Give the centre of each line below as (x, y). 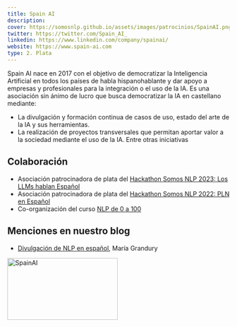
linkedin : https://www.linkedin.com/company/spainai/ (88, 40)
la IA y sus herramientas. (54, 124)
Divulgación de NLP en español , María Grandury (87, 248)
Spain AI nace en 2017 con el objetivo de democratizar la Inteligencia (108, 73)
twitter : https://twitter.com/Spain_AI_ (68, 34)
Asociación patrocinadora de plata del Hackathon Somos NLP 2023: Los (122, 179)
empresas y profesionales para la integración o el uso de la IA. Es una (108, 88)
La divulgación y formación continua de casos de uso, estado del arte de (123, 117)
